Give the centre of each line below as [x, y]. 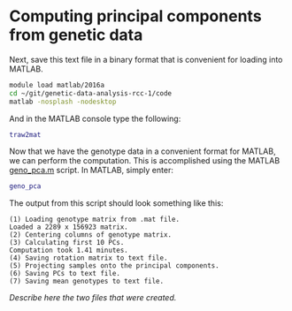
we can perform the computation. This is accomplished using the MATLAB [145, 161]
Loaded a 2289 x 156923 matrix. [69, 227]
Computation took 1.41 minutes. [69, 250]
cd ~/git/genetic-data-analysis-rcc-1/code [91, 93]
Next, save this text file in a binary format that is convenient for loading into [146, 59]
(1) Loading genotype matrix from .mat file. [94, 220]
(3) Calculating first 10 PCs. [67, 243]
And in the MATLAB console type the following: [95, 118]
